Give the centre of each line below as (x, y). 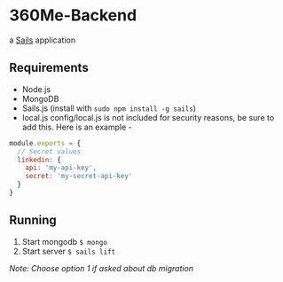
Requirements (49, 68)
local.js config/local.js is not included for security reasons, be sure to (148, 117)
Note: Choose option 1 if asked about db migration (101, 268)
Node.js (36, 89)
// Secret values (49, 152)
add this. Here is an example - (77, 127)
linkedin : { (39, 160)
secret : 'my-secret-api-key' (79, 176)
